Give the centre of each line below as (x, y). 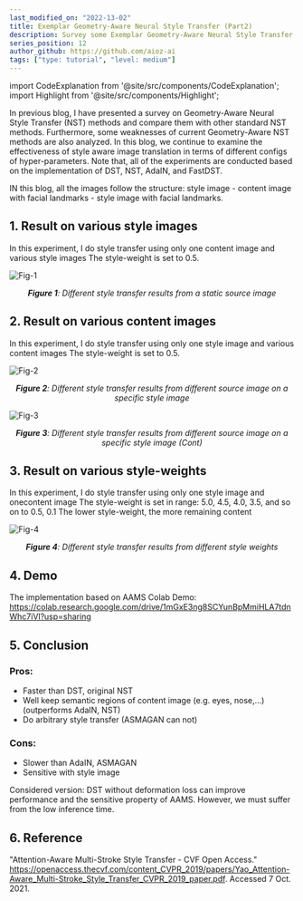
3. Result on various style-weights (108, 471)
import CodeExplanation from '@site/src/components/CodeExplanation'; (144, 86)
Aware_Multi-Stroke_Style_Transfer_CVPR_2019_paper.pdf (118, 879)
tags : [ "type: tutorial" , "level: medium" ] (93, 60)
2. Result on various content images (113, 321)
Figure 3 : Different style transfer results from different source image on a (152, 432)
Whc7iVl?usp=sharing (51, 616)
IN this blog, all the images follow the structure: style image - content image (151, 188)
